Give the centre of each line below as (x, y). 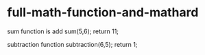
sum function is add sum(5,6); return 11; (63, 31)
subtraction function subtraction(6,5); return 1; (72, 44)
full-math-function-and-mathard (103, 13)
